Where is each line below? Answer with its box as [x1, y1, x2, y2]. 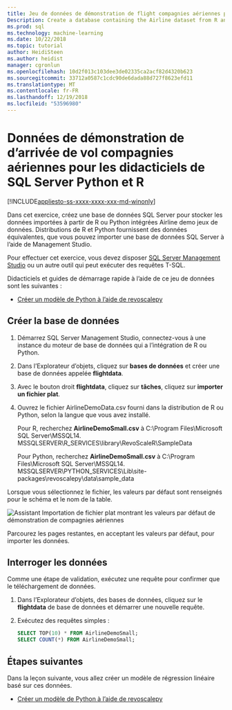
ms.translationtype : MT [7, 81, 76, 88]
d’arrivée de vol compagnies [7, 145, 174, 161]
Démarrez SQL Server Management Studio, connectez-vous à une [17, 333, 206, 341]
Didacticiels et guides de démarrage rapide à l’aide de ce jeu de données [7, 274, 215, 283]
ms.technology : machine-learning [7, 29, 104, 37]
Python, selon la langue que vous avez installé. [17, 410, 151, 419]
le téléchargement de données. [7, 583, 96, 591]
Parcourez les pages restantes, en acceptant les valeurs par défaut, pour [7, 529, 215, 538]
